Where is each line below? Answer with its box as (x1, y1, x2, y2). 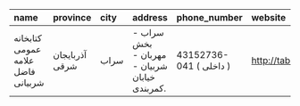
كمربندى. (132, 82, 167, 94)
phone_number (176, 12, 243, 23)
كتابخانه (13, 32, 43, 44)
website (251, 12, 287, 23)
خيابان (132, 71, 156, 83)
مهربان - (132, 49, 167, 61)
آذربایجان (53, 49, 87, 61)
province (53, 12, 92, 23)
